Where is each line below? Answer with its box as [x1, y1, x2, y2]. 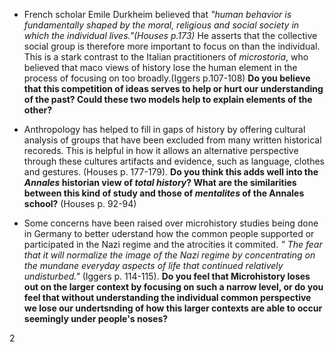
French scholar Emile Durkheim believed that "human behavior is [23, 9, 292, 20]
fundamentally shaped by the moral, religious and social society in [23, 19, 300, 31]
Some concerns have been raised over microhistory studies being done [23, 217, 319, 229]
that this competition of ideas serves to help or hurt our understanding [23, 83, 324, 94]
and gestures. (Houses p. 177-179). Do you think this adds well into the [23, 166, 319, 178]
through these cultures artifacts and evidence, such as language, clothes [23, 155, 326, 167]
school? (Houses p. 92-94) [23, 198, 137, 209]
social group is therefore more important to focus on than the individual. [23, 40, 321, 52]
